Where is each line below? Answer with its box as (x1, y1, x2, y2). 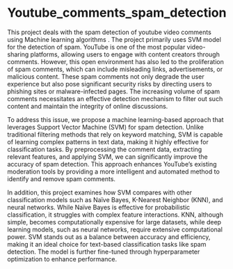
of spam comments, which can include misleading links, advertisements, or (7, 65, 223, 73)
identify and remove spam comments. (7, 174, 116, 183)
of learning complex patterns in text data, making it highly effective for (7, 137, 209, 146)
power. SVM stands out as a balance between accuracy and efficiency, (7, 232, 211, 241)
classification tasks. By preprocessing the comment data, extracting (7, 145, 202, 153)
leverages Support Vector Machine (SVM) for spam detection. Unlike (7, 123, 204, 131)
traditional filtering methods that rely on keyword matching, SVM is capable (7, 130, 223, 139)
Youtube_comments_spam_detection (7, 5, 227, 21)
